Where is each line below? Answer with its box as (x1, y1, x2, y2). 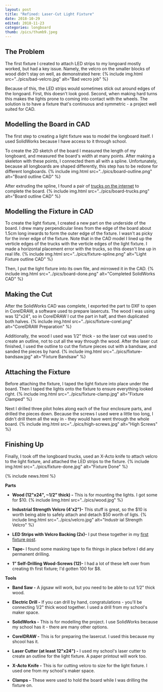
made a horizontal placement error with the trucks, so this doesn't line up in (5, 246, 156, 252)
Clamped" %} (5, 397, 33, 402)
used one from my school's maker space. (12, 668, 95, 674)
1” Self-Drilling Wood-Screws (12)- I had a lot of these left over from (12, 560, 150, 566)
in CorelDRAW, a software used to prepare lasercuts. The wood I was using (5, 308, 155, 314)
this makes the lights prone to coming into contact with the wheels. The (5, 96, 148, 102)
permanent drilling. (12, 551, 50, 557)
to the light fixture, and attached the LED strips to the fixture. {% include (5, 458, 149, 464)
